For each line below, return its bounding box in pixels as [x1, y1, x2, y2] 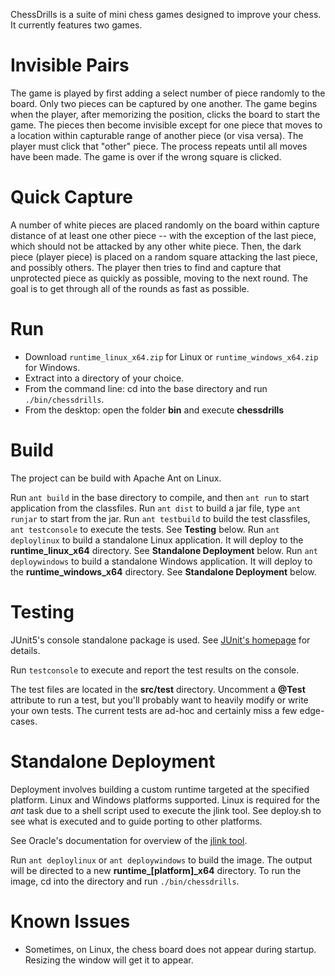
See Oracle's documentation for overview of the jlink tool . [10, 834, 248, 846]
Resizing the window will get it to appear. [24, 954, 194, 966]
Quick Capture [10, 186, 133, 209]
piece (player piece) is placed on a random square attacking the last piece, [10, 250, 318, 263]
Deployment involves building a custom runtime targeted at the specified [10, 783, 310, 795]
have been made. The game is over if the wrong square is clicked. [10, 150, 282, 163]
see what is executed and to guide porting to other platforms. [10, 815, 263, 827]
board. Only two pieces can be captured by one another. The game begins [10, 97, 318, 109]
